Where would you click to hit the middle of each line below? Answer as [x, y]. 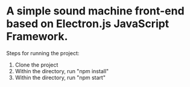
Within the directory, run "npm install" [62, 71]
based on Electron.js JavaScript [88, 24]
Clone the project [36, 65]
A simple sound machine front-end [96, 11]
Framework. [37, 37]
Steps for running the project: [43, 53]
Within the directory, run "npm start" [60, 77]
